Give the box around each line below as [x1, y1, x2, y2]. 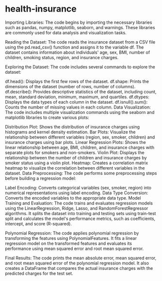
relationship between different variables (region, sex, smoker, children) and [5, 134, 155, 140]
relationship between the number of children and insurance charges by [5, 155, 147, 160]
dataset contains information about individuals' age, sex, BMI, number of [5, 49, 150, 55]
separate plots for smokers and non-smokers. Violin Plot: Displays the [5, 149, 145, 156]
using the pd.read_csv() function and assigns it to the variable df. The [5, 44, 144, 50]
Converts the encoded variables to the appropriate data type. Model [5, 195, 141, 201]
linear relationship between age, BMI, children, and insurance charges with [5, 144, 154, 150]
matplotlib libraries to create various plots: [5, 114, 89, 120]
